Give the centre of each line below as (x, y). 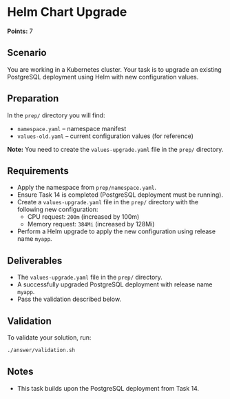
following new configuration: (57, 210)
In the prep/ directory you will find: (56, 115)
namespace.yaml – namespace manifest (72, 128)
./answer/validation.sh (41, 350)
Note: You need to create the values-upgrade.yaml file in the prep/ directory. (115, 149)
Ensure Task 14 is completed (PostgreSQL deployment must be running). (120, 195)
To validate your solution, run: (49, 338)
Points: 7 (20, 31)
